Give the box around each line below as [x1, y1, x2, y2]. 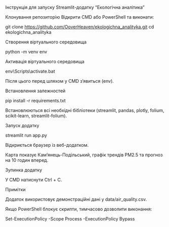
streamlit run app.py [5, 132, 47, 138]
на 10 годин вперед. [5, 157, 49, 163]
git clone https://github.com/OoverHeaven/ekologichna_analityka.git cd [5, 24, 154, 30]
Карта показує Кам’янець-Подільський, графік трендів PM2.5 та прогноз [5, 152, 163, 158]
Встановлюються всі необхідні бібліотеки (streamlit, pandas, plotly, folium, [5, 107, 164, 113]
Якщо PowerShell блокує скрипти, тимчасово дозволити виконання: [5, 206, 152, 212]
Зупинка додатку [5, 167, 43, 173]
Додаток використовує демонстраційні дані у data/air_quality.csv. [5, 196, 147, 202]
